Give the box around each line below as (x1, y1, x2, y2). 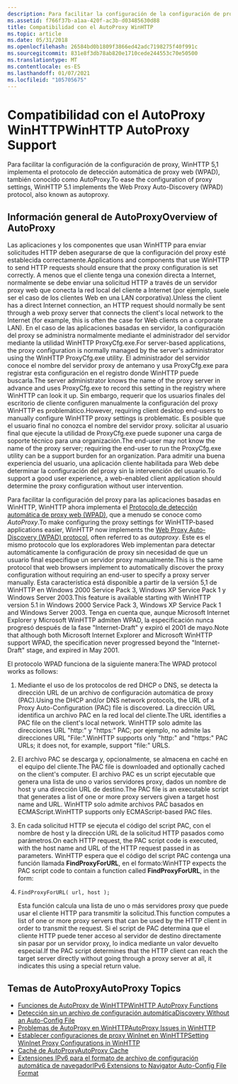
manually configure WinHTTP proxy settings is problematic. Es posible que (7, 414, 226, 422)
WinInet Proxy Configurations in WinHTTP (17, 1039, 140, 1047)
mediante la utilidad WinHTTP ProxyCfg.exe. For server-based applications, (7, 339, 227, 347)
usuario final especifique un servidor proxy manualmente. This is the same (7, 555, 223, 564)
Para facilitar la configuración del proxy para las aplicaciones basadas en (7, 495, 221, 504)
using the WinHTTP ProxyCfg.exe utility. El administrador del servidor (7, 354, 210, 362)
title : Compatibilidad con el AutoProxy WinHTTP (7, 23, 154, 30)
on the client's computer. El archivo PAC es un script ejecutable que (17, 770, 216, 779)
